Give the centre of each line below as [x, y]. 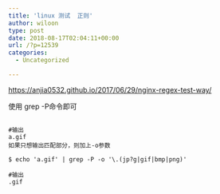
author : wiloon [33, 23]
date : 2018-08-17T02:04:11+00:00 [64, 38]
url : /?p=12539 [33, 46]
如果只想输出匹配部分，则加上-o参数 [59, 145]
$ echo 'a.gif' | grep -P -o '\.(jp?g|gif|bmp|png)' [98, 159]
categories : [28, 53]
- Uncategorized [42, 61]
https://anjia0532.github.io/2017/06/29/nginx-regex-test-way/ [110, 89]
